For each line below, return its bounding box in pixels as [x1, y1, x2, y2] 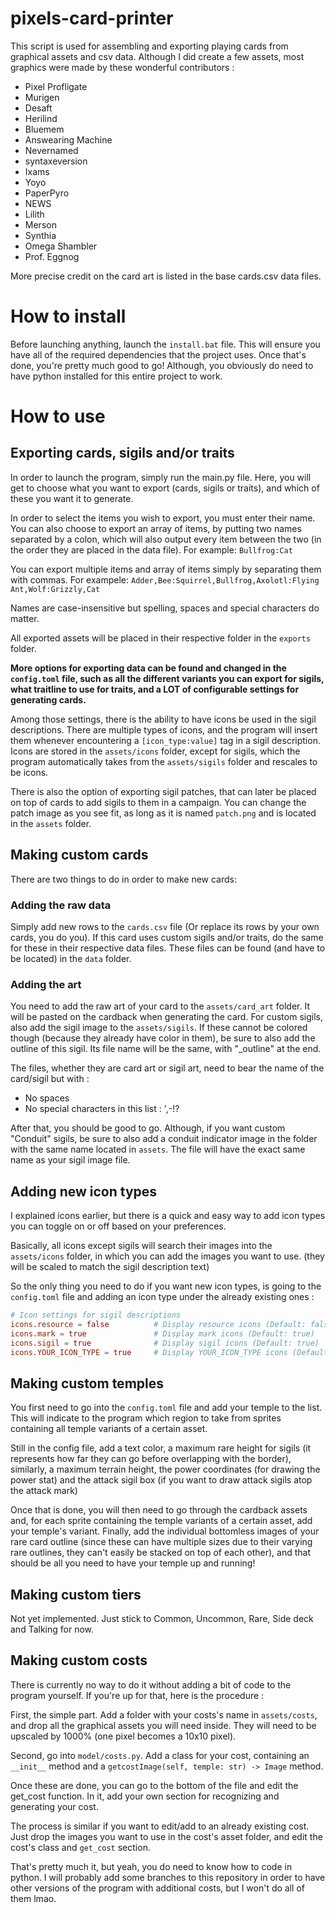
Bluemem [24, 123, 65, 135]
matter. [10, 612, 40, 624]
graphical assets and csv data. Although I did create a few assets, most [10, 50, 305, 62]
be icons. [10, 766, 49, 778]
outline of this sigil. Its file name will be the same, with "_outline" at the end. [10, 1043, 322, 1055]
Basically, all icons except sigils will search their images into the [10, 1240, 273, 1252]
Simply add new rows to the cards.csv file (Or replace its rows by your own [10, 920, 320, 932]
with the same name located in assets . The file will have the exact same [10, 1143, 306, 1156]
